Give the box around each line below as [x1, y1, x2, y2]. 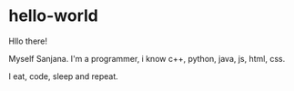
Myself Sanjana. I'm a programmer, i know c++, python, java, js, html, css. [8, 53, 286, 64]
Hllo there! [8, 35, 47, 46]
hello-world [8, 5, 99, 26]
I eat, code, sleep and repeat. [8, 70, 119, 82]
